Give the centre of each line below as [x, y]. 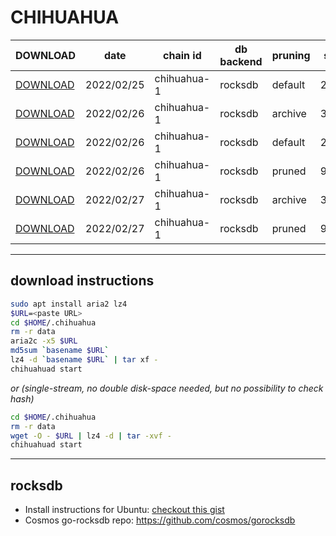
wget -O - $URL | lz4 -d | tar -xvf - [91, 436]
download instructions [82, 281]
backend [241, 61]
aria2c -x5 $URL [44, 341]
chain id [182, 55]
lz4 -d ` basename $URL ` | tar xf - [84, 360]
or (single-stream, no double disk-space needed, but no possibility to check [167, 388]
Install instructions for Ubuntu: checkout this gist [124, 510]
